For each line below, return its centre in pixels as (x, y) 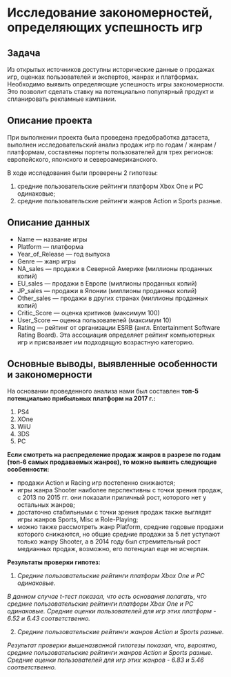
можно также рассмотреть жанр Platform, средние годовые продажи (120, 527)
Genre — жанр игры (47, 261)
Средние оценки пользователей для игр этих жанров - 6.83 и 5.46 (106, 660)
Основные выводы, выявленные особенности (112, 364)
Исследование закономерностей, (110, 13)
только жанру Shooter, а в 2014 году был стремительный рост (109, 541)
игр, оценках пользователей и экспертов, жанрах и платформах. (103, 77)
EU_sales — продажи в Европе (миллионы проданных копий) (107, 283)
